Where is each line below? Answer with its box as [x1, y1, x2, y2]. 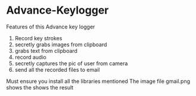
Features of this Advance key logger [6, 23, 95, 30]
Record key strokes [14, 34, 63, 41]
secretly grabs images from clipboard [14, 41, 107, 48]
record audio [14, 53, 46, 60]
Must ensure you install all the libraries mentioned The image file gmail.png [6, 78, 191, 85]
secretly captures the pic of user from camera [14, 60, 128, 67]
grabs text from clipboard [14, 47, 77, 54]
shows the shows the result [6, 84, 74, 91]
